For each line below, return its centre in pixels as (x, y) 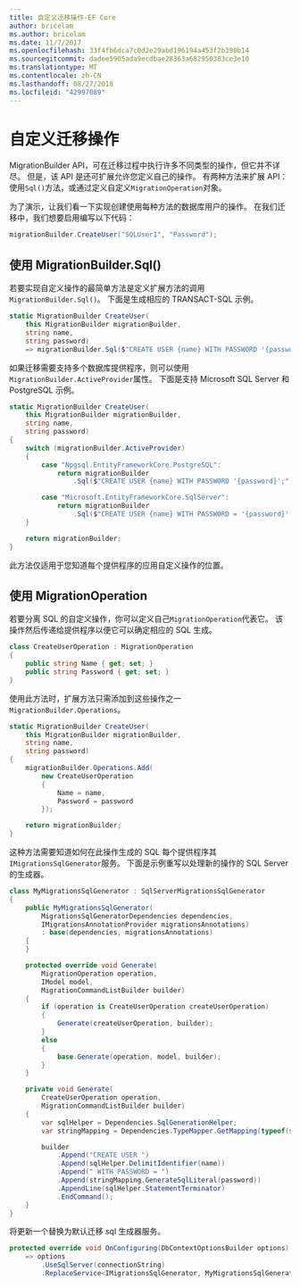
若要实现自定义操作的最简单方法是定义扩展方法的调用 (107, 288)
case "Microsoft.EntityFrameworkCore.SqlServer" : (135, 498)
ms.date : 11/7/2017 (46, 42)
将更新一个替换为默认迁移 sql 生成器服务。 (87, 1232)
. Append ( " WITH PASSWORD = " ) (113, 1172)
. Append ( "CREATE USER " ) (103, 1155)
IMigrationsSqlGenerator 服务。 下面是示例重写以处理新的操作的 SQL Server (149, 863)
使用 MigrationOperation (79, 596)
